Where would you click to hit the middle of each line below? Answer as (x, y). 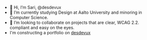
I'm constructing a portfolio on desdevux (50, 33)
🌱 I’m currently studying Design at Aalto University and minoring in (76, 12)
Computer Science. (29, 17)
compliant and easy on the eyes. (42, 28)
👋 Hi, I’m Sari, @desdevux (35, 7)
